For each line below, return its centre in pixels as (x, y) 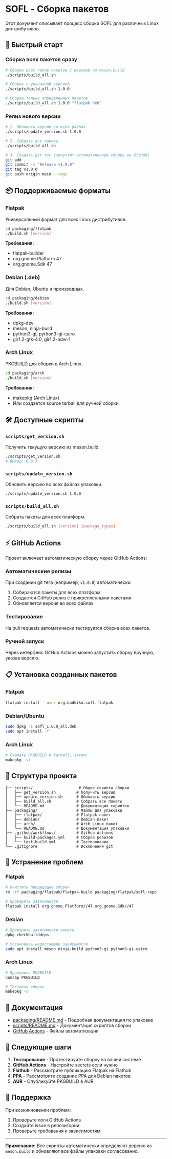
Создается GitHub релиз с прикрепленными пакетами (72, 598)
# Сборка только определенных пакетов (47, 98)
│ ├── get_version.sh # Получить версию (60, 792)
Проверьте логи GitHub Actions (47, 1120)
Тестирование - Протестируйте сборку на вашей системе (77, 1059)
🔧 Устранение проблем (44, 862)
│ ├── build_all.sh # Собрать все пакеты (64, 801)
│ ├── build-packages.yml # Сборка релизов (59, 837)
